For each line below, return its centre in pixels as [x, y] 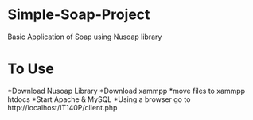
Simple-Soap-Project [79, 15]
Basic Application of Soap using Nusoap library [85, 37]
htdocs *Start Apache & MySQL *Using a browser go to [99, 99]
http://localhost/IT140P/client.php [62, 107]
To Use [31, 69]
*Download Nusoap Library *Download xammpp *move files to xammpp [127, 91]
